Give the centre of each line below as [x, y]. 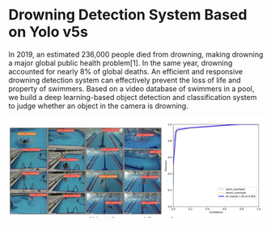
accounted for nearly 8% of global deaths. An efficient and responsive [126, 71]
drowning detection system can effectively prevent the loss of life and [125, 80]
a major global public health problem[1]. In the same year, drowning [121, 63]
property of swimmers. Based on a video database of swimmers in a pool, [131, 88]
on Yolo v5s [49, 32]
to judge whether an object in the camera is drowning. [98, 106]
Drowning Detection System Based [128, 15]
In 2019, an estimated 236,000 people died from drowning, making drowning [136, 54]
